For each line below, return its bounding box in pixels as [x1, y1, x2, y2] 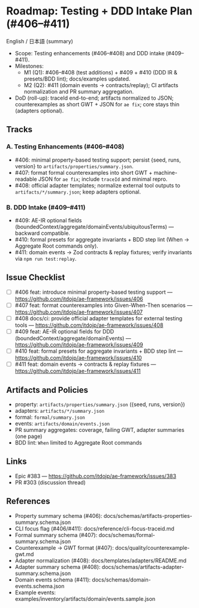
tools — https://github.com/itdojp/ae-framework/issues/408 [14, 321, 164, 329]
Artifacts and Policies [6, 385, 89, 395]
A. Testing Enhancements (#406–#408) [6, 142, 125, 151]
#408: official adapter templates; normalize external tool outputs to [14, 181, 181, 189]
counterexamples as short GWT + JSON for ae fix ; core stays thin [14, 100, 180, 108]
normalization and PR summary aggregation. [23, 88, 134, 95]
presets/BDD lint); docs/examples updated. [23, 75, 131, 82]
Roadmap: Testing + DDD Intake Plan [6, 4, 193, 18]
